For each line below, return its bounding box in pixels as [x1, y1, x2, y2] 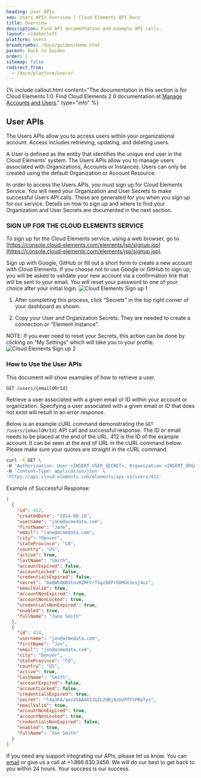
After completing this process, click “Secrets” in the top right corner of [14, 296, 190, 304]
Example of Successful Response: [6, 485, 90, 492]
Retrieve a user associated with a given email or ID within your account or [6, 396, 187, 403]
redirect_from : [6, 64, 44, 71]
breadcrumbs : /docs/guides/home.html [6, 43, 100, 49]
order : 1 [6, 53, 28, 59]
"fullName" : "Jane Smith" [17, 613, 82, 619]
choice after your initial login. [6, 285, 78, 292]
